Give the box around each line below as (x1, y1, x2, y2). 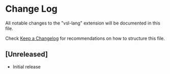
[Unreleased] (5, 50, 48, 59)
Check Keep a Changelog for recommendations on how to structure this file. (5, 35, 165, 41)
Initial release (12, 63, 41, 69)
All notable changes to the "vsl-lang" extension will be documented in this (5, 20, 160, 26)
